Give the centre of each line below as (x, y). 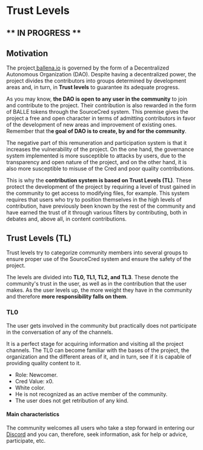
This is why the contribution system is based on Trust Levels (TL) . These (99, 180)
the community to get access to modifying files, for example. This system (98, 193)
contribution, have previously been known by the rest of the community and (101, 206)
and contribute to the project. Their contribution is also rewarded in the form (101, 105)
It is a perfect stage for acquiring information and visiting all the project (95, 343)
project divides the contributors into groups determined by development (96, 81)
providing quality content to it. (44, 363)
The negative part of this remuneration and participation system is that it (97, 143)
